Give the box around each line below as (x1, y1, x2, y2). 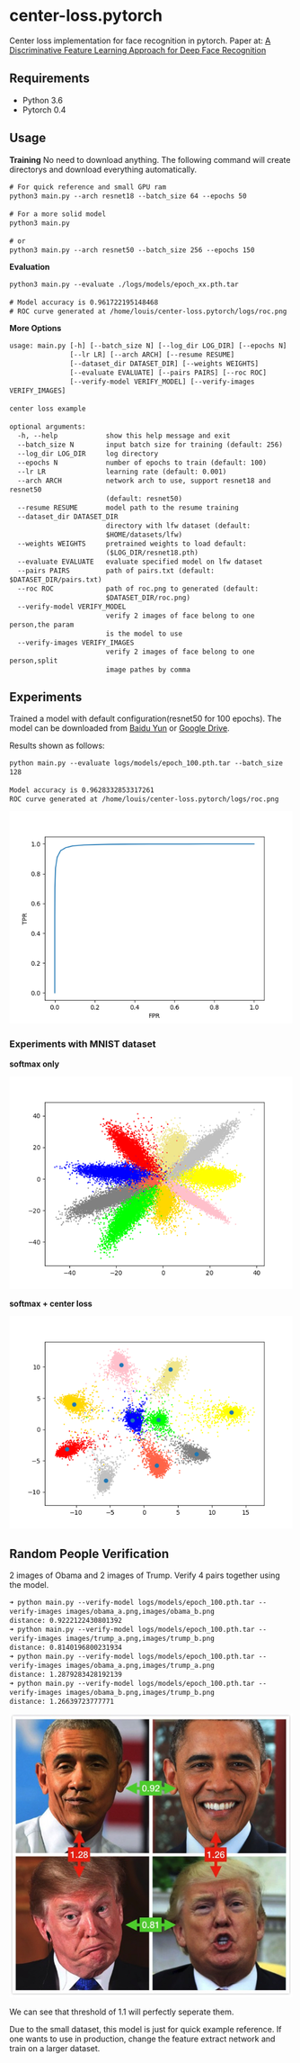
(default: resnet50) (105, 494, 182, 503)
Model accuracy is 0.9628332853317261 (9, 786, 154, 795)
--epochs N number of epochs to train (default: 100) (17, 458, 268, 467)
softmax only (9, 1059, 60, 1069)
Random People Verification (9, 1546, 169, 1562)
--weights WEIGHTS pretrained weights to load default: (17, 539, 247, 548)
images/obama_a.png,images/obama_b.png (66, 1608, 216, 1617)
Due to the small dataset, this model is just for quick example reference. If (9, 2024, 282, 2035)
